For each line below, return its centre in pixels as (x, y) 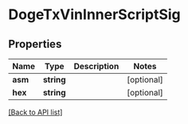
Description (96, 66)
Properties (35, 44)
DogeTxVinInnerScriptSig (94, 15)
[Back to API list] (35, 112)
